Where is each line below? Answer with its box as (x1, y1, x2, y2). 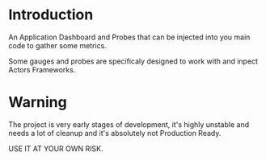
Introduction (8, 6, 94, 24)
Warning (8, 93, 67, 112)
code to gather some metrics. (8, 40, 107, 50)
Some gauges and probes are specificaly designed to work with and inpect (8, 56, 259, 66)
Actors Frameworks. (8, 64, 76, 74)
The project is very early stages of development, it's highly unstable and (8, 119, 249, 129)
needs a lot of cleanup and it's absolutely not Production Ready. (8, 128, 222, 137)
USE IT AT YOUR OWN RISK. (8, 143, 103, 154)
